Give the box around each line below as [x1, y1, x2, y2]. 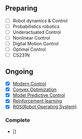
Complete [5, 117, 31, 124]
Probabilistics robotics [12, 23, 60, 30]
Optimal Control [12, 46, 46, 52]
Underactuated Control [12, 29, 61, 35]
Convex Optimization [12, 87, 57, 93]
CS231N [12, 52, 30, 58]
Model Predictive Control [12, 92, 65, 98]
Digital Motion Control [12, 41, 59, 47]
